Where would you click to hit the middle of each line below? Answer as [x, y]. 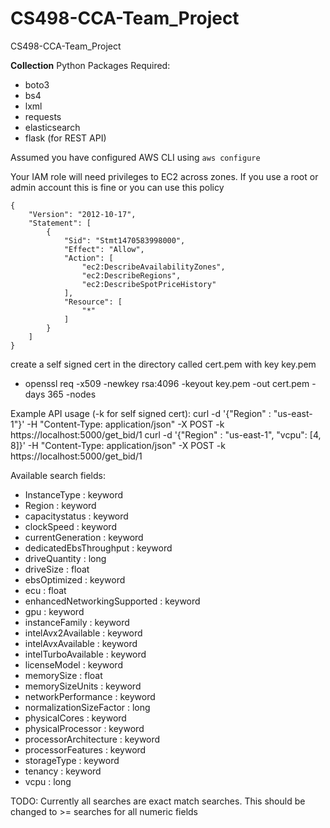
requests [43, 116]
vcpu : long [48, 781]
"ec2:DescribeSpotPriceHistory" [149, 284]
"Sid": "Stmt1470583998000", [124, 240]
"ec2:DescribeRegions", [131, 275]
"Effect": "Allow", [104, 249]
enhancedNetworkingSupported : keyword [112, 601]
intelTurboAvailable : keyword [85, 654]
